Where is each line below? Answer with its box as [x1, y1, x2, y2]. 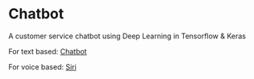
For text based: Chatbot [8, 46, 87, 56]
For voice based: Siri [8, 61, 77, 72]
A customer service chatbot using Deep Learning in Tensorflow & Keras [8, 31, 246, 41]
